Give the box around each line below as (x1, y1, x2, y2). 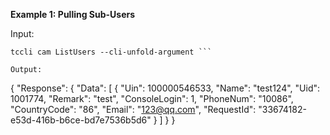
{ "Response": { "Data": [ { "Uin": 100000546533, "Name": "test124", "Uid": (10, 82, 321, 94)
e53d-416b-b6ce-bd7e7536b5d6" (10, 114, 152, 126)
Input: (10, 28, 35, 39)
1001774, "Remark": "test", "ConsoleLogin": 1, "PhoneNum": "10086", (10, 93, 294, 104)
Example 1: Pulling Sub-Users (10, 9, 136, 20)
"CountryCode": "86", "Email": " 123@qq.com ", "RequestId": (10, 104, 257, 115)
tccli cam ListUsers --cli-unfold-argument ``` (10, 47, 213, 57)
